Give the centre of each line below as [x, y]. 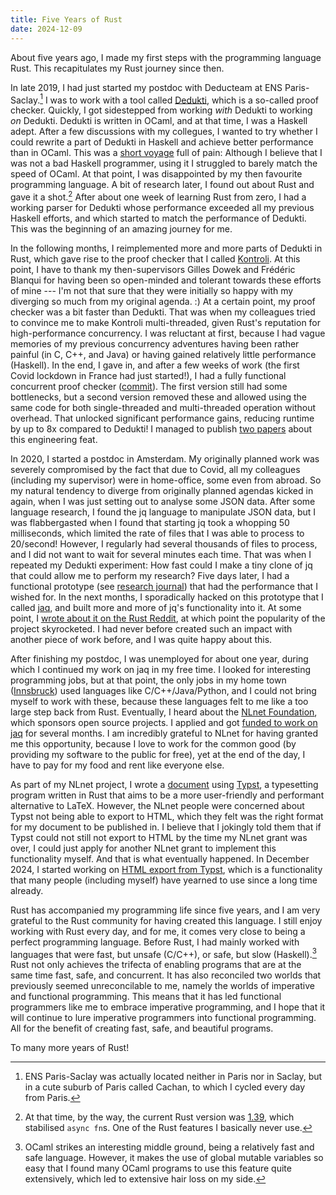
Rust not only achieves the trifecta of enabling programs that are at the [156, 965]
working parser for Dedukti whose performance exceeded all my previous [162, 207]
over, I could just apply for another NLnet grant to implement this [143, 848]
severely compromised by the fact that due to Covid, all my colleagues [155, 469]
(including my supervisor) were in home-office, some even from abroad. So [166, 480]
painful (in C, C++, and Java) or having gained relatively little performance [163, 354]
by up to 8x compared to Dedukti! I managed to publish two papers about [161, 428]
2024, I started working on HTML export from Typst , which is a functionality [166, 869]
